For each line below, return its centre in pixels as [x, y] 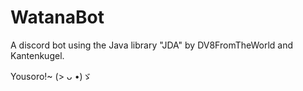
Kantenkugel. [37, 55]
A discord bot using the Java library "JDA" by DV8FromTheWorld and [152, 45]
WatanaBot [57, 17]
